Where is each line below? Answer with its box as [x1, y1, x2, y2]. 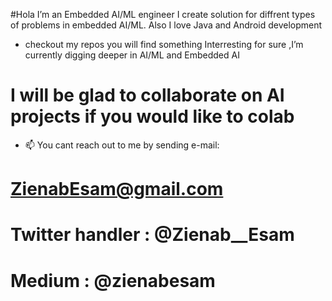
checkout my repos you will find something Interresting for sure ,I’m [24, 39, 304, 50]
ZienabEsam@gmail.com [10, 178, 224, 201]
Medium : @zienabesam [10, 269, 216, 292]
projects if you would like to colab [10, 105, 295, 128]
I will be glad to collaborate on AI [10, 84, 285, 107]
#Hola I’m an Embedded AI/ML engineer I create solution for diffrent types [10, 9, 316, 20]
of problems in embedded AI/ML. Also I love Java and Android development [10, 19, 323, 31]
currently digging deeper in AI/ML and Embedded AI [24, 49, 240, 61]
